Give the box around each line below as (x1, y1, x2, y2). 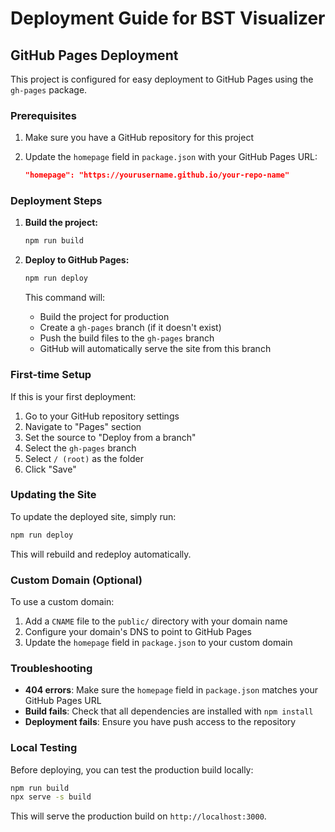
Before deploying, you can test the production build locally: (10, 763, 254, 776)
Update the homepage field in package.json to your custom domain (24, 636, 293, 648)
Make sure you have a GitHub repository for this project (24, 132, 254, 144)
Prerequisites (10, 108, 77, 122)
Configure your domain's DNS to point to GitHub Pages (24, 625, 252, 637)
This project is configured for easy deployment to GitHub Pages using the (10, 73, 314, 85)
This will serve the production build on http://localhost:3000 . (10, 810, 267, 822)
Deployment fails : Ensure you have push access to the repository (24, 716, 297, 728)
